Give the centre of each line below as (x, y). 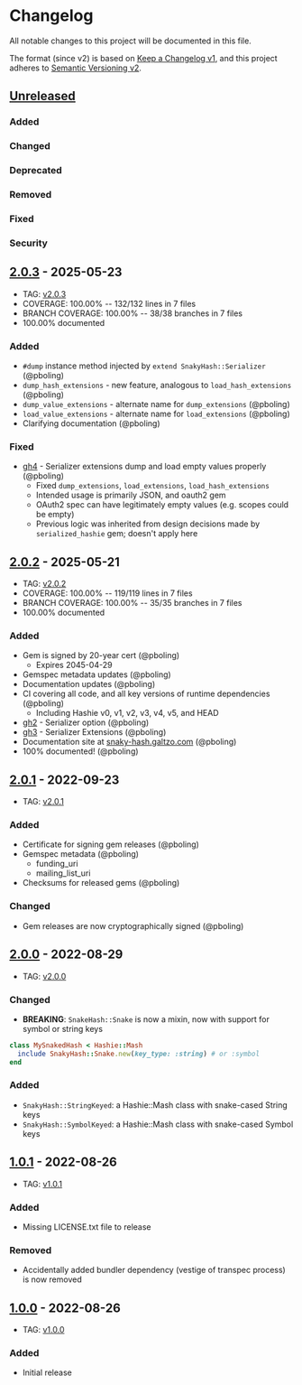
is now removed (52, 1279)
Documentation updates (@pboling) (89, 684)
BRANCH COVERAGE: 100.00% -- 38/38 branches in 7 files (133, 313)
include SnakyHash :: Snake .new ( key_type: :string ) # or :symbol (138, 1054)
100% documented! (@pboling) (80, 751)
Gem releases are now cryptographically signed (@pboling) (133, 925)
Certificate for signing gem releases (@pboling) (111, 844)
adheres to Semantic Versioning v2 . (76, 68)
